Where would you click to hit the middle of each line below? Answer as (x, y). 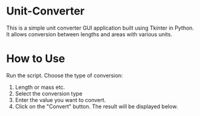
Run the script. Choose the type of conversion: (65, 75)
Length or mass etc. (40, 87)
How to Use (36, 59)
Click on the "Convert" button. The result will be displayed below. (96, 106)
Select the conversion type (49, 93)
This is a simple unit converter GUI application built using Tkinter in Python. (100, 28)
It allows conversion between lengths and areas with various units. (89, 34)
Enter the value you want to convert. (60, 100)
